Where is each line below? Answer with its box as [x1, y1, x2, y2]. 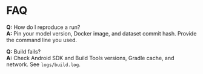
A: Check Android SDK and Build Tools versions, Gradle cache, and [6, 54, 175, 61]
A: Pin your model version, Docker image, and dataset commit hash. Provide [6, 29, 197, 37]
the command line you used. [6, 36, 78, 43]
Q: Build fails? [6, 48, 41, 55]
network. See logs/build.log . [6, 61, 81, 68]
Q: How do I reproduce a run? [6, 23, 81, 31]
